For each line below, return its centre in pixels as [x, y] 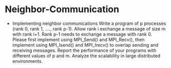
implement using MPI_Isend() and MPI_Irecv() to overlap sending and [85, 45]
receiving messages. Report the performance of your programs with [84, 50]
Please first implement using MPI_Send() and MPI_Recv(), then [78, 40]
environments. [27, 61]
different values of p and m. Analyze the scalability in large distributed [86, 56]
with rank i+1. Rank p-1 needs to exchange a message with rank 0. [82, 34]
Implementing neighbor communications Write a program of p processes [89, 23]
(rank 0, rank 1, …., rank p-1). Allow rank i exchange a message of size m [89, 28]
